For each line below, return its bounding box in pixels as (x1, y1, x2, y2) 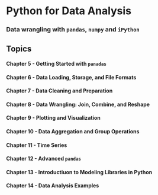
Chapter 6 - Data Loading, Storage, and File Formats (6, 73, 137, 81)
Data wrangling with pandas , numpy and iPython (6, 25, 140, 34)
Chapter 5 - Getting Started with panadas (6, 60, 107, 68)
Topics (6, 43, 32, 54)
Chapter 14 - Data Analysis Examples (6, 182, 99, 189)
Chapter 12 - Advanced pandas (6, 155, 82, 162)
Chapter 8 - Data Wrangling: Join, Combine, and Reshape (6, 101, 150, 108)
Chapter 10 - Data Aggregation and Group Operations (6, 128, 140, 135)
